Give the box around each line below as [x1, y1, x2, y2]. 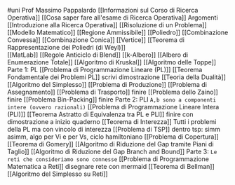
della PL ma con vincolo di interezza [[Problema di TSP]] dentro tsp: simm [7, 125, 221, 133]
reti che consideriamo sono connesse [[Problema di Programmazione [7, 155, 209, 163]
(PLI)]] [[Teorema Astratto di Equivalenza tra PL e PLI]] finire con [7, 110, 194, 118]
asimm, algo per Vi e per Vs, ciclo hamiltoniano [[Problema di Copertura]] [7, 132, 219, 141]
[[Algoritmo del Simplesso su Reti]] [7, 170, 108, 178]
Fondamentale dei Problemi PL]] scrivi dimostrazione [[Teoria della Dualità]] [7, 73, 227, 81]
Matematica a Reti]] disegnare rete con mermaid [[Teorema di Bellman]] [7, 163, 215, 170]
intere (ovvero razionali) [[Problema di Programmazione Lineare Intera [7, 103, 220, 111]
